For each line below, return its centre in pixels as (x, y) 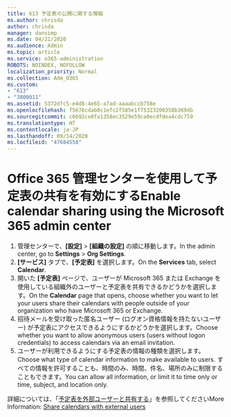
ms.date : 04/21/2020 (37, 39)
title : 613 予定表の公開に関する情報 (55, 14)
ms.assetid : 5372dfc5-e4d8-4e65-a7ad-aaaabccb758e (82, 104)
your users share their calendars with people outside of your (103, 303)
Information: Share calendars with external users (76, 407)
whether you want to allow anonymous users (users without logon (111, 335)
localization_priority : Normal (52, 71)
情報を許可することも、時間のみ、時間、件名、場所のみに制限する (129, 369)
